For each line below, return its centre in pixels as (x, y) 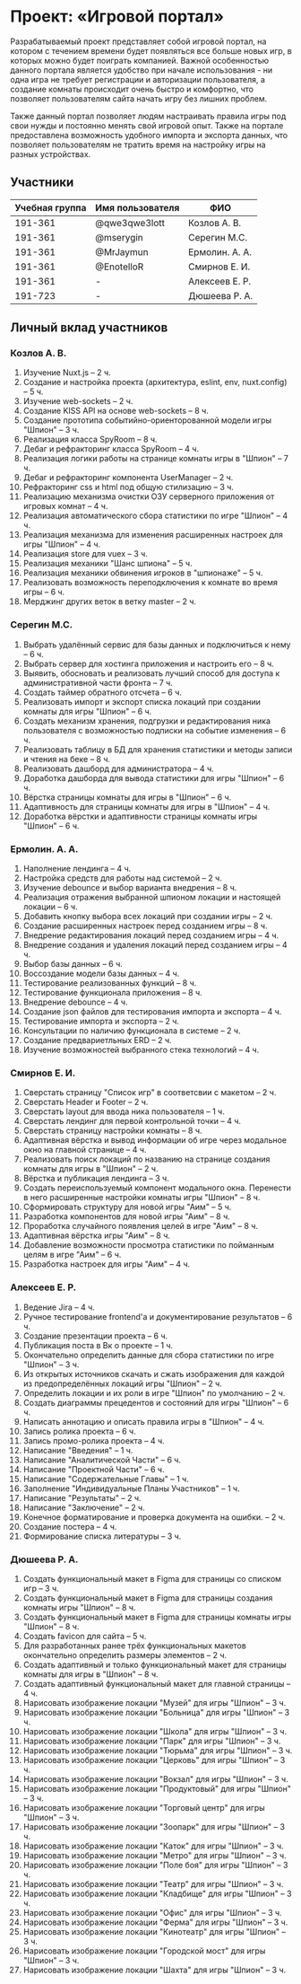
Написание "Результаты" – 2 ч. (82, 1497)
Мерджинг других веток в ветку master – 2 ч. (109, 601)
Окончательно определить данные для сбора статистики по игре (148, 1355)
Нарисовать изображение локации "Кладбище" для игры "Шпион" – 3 (157, 1893)
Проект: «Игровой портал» (117, 17)
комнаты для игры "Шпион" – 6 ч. (87, 711)
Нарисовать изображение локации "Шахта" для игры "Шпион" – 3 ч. (155, 1970)
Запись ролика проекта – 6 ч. (80, 1431)
